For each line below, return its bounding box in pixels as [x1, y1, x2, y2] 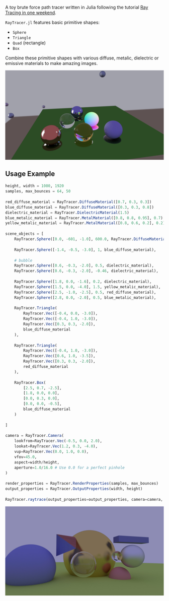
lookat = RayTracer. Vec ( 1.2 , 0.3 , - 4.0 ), [14, 444, 98, 449]
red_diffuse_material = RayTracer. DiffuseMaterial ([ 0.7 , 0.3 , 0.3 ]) [5, 199, 152, 205]
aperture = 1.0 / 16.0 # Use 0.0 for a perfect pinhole [14, 465, 125, 470]
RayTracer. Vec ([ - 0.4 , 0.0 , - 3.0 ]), [23, 311, 98, 316]
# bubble [14, 258, 33, 263]
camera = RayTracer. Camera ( [5, 433, 64, 438]
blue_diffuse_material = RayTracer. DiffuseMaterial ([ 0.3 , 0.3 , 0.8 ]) [5, 205, 154, 210]
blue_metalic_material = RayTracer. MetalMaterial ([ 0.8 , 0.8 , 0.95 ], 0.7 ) [5, 215, 163, 221]
